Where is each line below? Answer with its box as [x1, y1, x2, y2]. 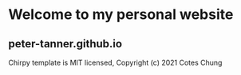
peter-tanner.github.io [8, 37, 122, 51]
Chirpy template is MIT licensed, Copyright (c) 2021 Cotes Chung [8, 58, 223, 67]
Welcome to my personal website [8, 6, 234, 24]
